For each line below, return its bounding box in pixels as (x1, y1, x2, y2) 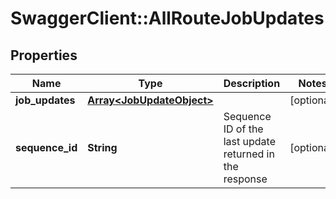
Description (223, 77, 281, 90)
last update (223, 135, 276, 148)
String (87, 141, 118, 154)
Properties (10, 47, 78, 64)
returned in (223, 147, 275, 161)
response (223, 172, 268, 186)
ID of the (223, 122, 264, 136)
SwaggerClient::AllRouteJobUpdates (10, 7, 325, 30)
